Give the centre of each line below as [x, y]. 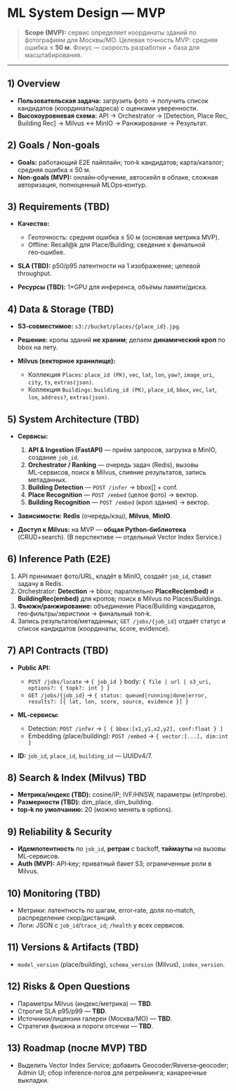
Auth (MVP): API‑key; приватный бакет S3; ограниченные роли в [114, 864]
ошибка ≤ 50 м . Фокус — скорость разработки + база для [112, 47]
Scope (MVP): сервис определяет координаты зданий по [110, 32]
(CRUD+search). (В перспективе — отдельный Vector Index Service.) [120, 537]
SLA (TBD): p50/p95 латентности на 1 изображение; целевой [109, 266]
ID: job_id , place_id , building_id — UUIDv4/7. [85, 756]
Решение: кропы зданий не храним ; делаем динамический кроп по [122, 340]
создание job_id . [53, 457]
